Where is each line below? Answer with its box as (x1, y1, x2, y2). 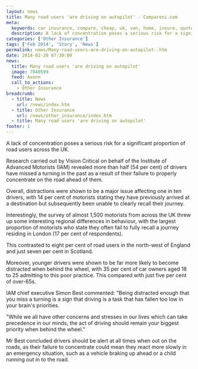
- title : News (11, 96, 46, 102)
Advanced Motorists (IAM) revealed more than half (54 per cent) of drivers (6, 164, 187, 171)
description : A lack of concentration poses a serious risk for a (11, 31, 178, 36)
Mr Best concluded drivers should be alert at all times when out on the (6, 337, 177, 344)
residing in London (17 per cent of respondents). (6, 230, 123, 237)
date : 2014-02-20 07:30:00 (6, 52, 72, 58)
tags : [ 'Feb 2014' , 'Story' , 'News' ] (6, 42, 99, 48)
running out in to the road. (6, 356, 70, 363)
